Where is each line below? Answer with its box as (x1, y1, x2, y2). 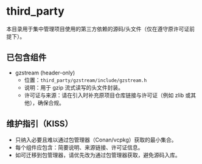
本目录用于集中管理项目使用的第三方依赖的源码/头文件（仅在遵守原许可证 (6, 25, 190, 32)
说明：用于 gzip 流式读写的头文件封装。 (24, 84, 124, 91)
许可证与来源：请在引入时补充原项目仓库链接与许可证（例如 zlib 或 (24, 91, 191, 99)
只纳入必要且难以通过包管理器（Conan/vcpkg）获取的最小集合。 (15, 136, 177, 143)
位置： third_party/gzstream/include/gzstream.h (24, 76, 147, 84)
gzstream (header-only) (15, 69, 75, 76)
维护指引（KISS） (6, 119, 73, 129)
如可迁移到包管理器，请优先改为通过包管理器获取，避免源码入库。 (15, 151, 181, 159)
